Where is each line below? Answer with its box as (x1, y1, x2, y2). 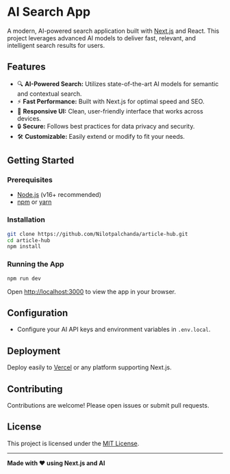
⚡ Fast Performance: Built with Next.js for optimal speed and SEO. (16, 97, 205, 105)
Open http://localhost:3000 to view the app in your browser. (7, 287, 177, 295)
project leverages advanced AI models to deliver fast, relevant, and (7, 34, 196, 42)
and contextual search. (16, 90, 82, 98)
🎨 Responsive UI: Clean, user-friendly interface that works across (16, 107, 203, 115)
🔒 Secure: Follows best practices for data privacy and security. (16, 122, 195, 130)
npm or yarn (16, 198, 52, 206)
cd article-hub (7, 237, 51, 243)
